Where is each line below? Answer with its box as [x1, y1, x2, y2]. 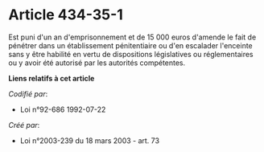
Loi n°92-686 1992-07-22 [19, 105, 106, 114]
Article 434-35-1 [8, 6, 123, 24]
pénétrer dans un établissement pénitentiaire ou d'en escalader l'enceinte [8, 40, 254, 50]
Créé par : [8, 120, 40, 129]
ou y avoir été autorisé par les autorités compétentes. [8, 58, 186, 68]
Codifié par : [8, 88, 48, 98]
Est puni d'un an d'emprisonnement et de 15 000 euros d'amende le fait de [8, 32, 257, 42]
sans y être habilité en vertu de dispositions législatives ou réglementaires [8, 49, 254, 59]
